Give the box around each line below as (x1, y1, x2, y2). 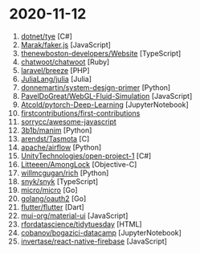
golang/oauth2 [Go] (20, 194, 87, 203)
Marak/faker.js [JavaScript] (20, 39, 112, 49)
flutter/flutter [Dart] (20, 202, 85, 211)
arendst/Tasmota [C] (20, 133, 90, 143)
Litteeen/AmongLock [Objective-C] (20, 159, 137, 169)
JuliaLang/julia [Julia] (20, 74, 92, 84)
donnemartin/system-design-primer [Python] (20, 82, 171, 92)
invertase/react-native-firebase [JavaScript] (20, 236, 168, 246)
